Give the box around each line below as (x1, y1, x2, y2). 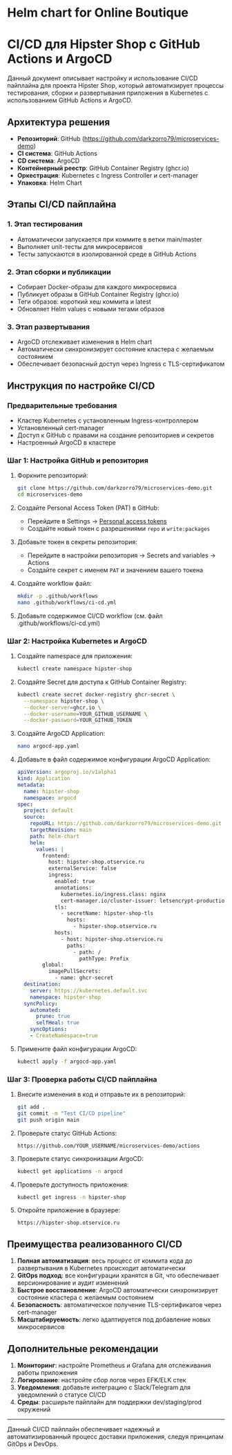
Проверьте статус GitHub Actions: (17, 1129, 117, 1137)
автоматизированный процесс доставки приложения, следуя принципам (7, 1433, 224, 1441)
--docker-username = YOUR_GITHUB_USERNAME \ (23, 710, 148, 717)
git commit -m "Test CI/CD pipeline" (17, 1110, 126, 1117)
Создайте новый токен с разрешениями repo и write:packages (27, 524, 211, 532)
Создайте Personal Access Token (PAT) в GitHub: (17, 503, 159, 512)
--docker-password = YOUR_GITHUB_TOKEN (23, 717, 133, 724)
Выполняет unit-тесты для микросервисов (17, 242, 143, 250)
